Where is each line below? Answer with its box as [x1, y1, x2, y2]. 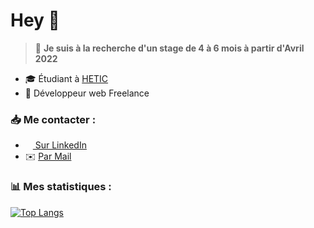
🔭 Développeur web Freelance [24, 87, 150, 99]
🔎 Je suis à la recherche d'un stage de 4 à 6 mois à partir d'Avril [34, 42, 305, 54]
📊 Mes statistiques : [10, 180, 112, 194]
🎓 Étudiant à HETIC [24, 72, 109, 84]
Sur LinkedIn [34, 139, 87, 151]
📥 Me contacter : [10, 112, 97, 126]
